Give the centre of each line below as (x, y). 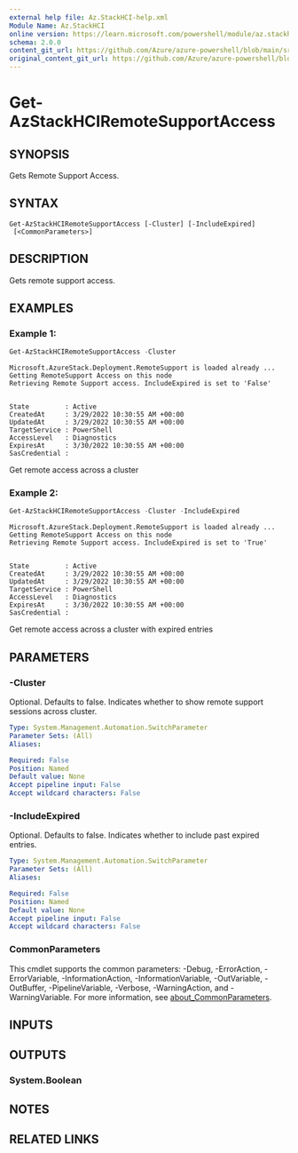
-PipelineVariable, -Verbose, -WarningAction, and (138, 988)
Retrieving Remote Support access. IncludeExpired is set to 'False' (141, 384)
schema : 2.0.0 (35, 42)
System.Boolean (46, 1080)
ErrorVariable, (35, 978)
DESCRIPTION (49, 259)
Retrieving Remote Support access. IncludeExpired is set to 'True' (138, 543)
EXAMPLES (41, 309)
